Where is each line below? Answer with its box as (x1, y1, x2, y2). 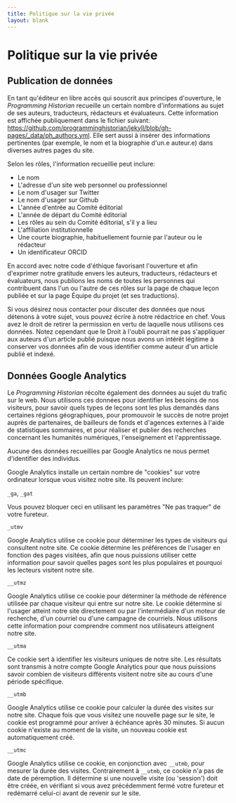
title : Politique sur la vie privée (7, 10, 114, 18)
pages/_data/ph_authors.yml (7, 131, 90, 139)
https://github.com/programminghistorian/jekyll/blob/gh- (7, 124, 172, 132)
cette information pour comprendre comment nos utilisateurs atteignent (7, 622, 215, 630)
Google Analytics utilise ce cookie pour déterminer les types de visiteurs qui (7, 536, 228, 544)
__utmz (7, 580, 27, 587)
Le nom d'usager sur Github (17, 195, 99, 204)
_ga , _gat (7, 489, 34, 497)
